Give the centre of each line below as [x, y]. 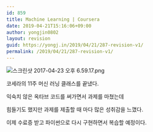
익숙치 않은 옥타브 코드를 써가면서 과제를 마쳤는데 [65, 96]
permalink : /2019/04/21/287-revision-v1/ [60, 52]
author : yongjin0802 [33, 32]
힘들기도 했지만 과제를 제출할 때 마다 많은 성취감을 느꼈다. [75, 109]
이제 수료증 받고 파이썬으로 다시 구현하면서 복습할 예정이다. [76, 122]
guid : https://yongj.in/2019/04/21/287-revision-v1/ [75, 45]
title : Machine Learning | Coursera [53, 19]
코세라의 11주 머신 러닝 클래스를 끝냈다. [53, 83]
